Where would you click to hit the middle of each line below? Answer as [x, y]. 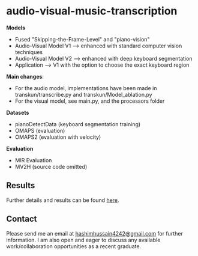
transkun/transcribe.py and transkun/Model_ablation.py [83, 94]
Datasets [18, 112]
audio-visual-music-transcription [92, 11]
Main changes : [25, 76]
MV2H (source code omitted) [51, 166]
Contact [22, 219]
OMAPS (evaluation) [40, 130]
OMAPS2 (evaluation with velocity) [58, 137]
